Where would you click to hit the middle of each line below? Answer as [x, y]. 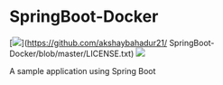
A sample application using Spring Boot [83, 71]
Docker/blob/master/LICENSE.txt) [72, 53]
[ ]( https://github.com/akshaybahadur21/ [88, 42]
